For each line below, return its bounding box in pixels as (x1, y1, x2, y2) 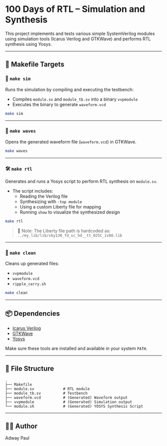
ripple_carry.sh (12, 282, 46, 287)
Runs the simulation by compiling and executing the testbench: (5, 86, 134, 93)
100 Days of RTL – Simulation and (5, 3, 145, 15)
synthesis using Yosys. (5, 41, 52, 47)
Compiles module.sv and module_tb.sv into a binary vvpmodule (12, 96, 138, 102)
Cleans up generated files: (5, 260, 60, 267)
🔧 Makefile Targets (5, 60, 65, 69)
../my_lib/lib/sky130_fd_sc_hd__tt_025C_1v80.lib (17, 233, 123, 238)
